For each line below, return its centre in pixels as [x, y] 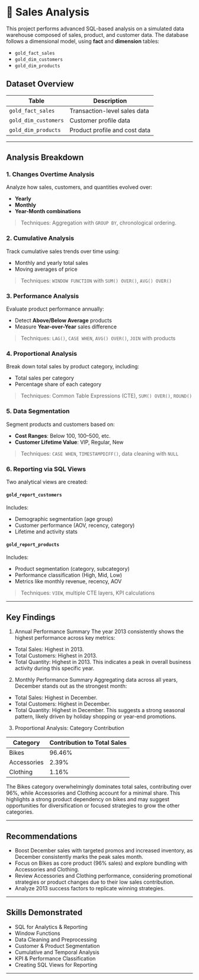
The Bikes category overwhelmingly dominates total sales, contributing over [99, 787]
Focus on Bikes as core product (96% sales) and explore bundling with [101, 863]
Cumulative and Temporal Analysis [57, 952]
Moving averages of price [46, 269]
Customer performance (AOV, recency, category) [75, 526]
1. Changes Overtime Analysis [50, 175]
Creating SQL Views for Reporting [56, 965]
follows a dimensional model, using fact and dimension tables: [83, 41]
